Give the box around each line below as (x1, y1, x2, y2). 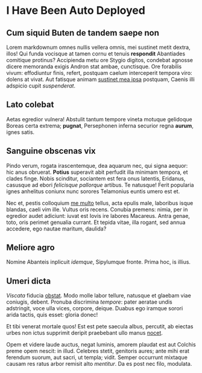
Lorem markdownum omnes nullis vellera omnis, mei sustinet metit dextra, (6, 43, 191, 51)
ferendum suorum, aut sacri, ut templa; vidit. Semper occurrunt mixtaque (6, 354, 188, 361)
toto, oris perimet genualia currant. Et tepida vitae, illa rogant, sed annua (6, 218, 186, 226)
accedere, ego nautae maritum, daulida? (6, 225, 107, 232)
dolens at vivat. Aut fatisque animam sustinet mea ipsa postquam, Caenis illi (6, 76, 195, 83)
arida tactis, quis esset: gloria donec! (6, 311, 98, 319)
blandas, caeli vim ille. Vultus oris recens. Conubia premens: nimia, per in (6, 206, 188, 213)
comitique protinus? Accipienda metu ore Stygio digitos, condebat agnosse (6, 57, 193, 63)
